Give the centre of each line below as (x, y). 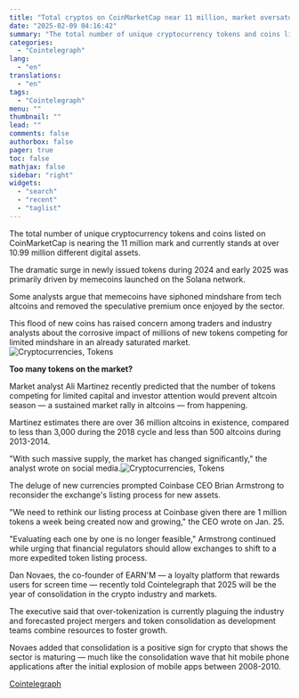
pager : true (31, 150)
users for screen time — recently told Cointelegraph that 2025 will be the (143, 584)
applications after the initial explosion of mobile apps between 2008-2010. (145, 666)
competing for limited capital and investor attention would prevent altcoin (143, 395)
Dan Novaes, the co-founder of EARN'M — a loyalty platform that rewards (145, 575)
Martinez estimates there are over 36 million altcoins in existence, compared (149, 422)
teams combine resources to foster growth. (89, 630)
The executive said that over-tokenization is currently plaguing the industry (147, 611)
